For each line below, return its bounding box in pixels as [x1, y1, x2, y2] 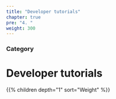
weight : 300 [6, 25, 36, 31]
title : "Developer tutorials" [6, 8, 81, 15]
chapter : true [6, 14, 41, 20]
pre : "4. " [6, 20, 33, 25]
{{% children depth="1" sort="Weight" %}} [6, 87, 111, 94]
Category [6, 45, 34, 53]
